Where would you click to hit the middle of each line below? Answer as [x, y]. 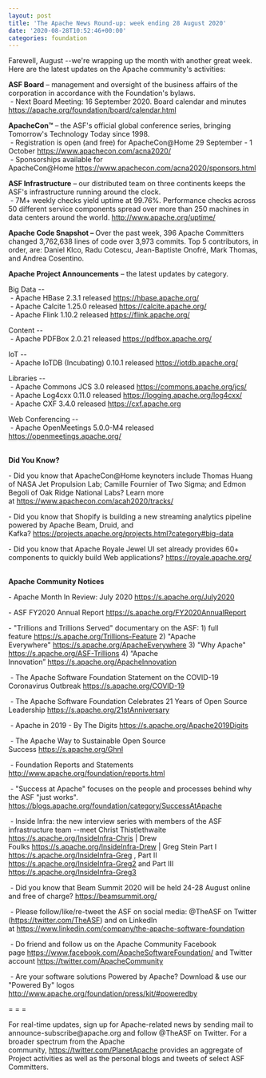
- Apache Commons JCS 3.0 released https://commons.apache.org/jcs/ [129, 387]
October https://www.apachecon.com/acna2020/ [90, 151]
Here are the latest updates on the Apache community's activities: [117, 70]
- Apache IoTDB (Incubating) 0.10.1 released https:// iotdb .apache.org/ [124, 363]
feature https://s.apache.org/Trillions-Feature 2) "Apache [102, 637]
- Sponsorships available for [57, 160]
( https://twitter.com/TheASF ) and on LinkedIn [83, 921]
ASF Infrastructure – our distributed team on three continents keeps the [127, 184]
